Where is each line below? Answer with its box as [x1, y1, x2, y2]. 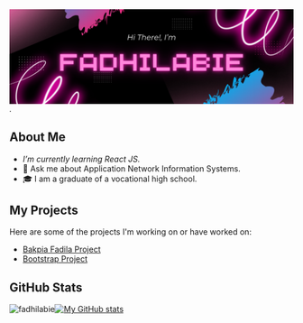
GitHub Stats [9, 280, 83, 295]
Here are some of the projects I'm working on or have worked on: [9, 226, 252, 237]
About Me [9, 130, 66, 145]
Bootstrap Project [22, 254, 88, 264]
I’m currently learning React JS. [22, 153, 141, 164]
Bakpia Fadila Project [22, 244, 101, 255]
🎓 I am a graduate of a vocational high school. [22, 173, 197, 184]
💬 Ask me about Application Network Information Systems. [22, 162, 241, 174]
